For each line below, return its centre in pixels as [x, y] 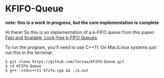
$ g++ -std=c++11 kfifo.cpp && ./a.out [47, 70]
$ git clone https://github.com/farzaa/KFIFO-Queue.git [65, 61]
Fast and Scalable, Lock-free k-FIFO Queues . [52, 37]
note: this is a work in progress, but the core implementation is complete [82, 22]
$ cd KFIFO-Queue [23, 66]
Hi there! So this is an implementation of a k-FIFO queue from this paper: [80, 32]
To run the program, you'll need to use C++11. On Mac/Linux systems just [81, 47]
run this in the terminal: [29, 52]
